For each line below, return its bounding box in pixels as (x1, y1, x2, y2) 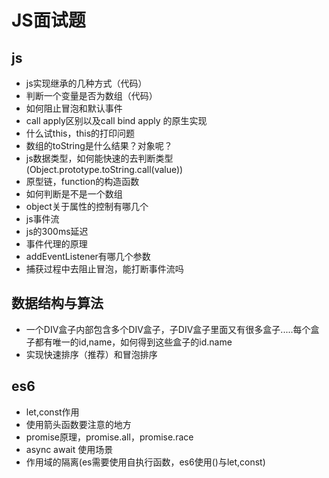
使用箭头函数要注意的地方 (25, 418, 132, 430)
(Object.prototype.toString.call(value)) (25, 164, 184, 175)
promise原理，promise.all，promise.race (25, 431, 194, 443)
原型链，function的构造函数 (25, 176, 140, 187)
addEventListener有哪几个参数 (25, 251, 151, 262)
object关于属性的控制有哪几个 (25, 201, 149, 212)
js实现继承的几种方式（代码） (25, 77, 148, 89)
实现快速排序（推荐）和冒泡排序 (25, 348, 158, 360)
